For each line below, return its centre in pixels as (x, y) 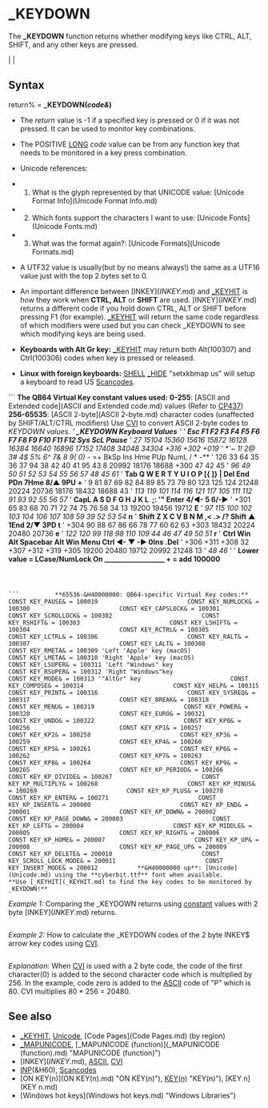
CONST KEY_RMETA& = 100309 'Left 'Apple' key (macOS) (100, 650)
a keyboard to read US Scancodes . (77, 382)
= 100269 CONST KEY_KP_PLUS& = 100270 (116, 791)
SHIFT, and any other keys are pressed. (73, 44)
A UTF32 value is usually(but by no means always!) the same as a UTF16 (140, 267)
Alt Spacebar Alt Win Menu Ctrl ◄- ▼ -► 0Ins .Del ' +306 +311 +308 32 (129, 542)
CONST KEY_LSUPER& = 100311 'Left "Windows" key (91, 664)
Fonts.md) (81, 226)
